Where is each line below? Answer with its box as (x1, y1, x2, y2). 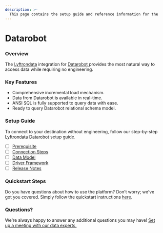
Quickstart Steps (5, 178, 46, 185)
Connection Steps (12, 148, 49, 154)
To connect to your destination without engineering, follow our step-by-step (5, 128, 158, 134)
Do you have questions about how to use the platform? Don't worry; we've (5, 189, 155, 195)
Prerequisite (12, 143, 37, 149)
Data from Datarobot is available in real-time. (12, 95, 102, 101)
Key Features (5, 79, 38, 85)
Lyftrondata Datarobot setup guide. (5, 134, 76, 140)
